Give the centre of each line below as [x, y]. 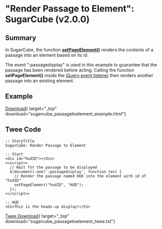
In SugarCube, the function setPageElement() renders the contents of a [79, 50]
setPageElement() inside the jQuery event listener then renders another [79, 75]
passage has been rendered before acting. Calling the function [70, 70]
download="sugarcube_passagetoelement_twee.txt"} [60, 221]
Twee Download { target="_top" [37, 216]
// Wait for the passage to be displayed [53, 167]
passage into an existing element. [40, 81]
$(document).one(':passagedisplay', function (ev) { [66, 171]
